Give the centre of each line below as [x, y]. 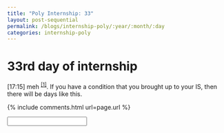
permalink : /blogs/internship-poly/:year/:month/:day [86, 26]
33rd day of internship [72, 66]
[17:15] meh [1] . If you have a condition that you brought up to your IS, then [112, 86]
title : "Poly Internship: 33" [51, 13]
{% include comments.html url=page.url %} [69, 107]
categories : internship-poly [49, 33]
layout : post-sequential [43, 20]
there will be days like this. [45, 94]
